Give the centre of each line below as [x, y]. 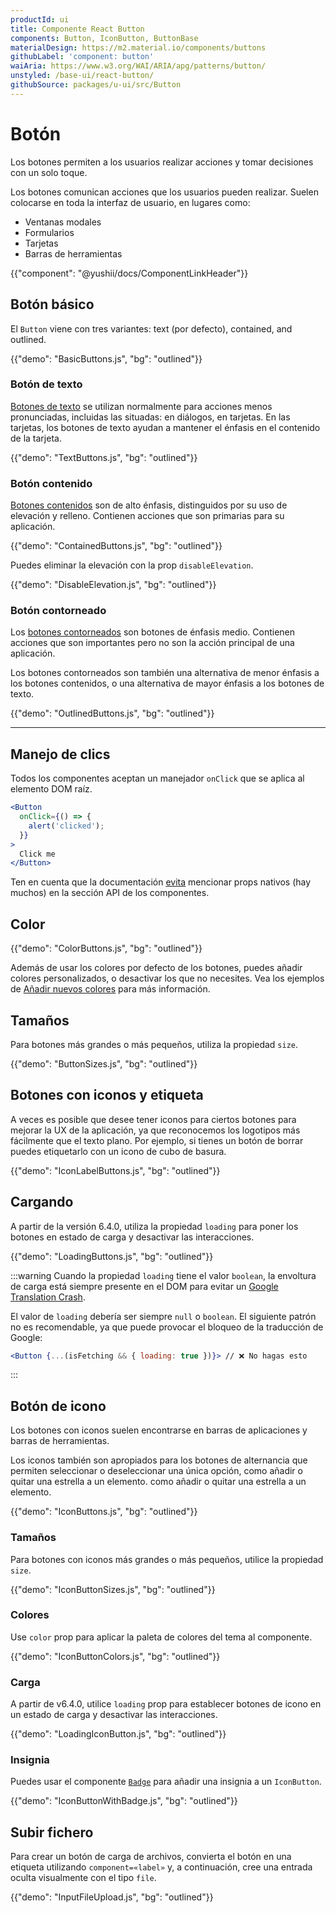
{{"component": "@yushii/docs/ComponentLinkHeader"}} [129, 273]
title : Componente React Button [77, 29]
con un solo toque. [49, 172]
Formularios [49, 232]
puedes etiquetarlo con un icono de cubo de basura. [118, 1151]
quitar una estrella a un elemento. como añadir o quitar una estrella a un [158, 1482]
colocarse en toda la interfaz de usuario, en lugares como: [130, 202]
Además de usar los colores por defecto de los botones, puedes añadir [156, 968]
